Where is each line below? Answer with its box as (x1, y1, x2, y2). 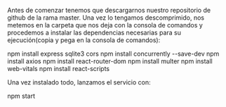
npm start (7, 92, 36, 100)
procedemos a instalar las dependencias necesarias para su (7, 28, 181, 37)
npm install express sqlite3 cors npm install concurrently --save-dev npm (7, 49, 220, 58)
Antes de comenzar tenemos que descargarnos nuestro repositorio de (7, 6, 211, 14)
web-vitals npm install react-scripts (7, 65, 110, 73)
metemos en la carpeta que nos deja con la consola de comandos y (7, 21, 204, 29)
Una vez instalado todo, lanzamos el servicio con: (7, 78, 151, 87)
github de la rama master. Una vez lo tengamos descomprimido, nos (7, 13, 205, 22)
